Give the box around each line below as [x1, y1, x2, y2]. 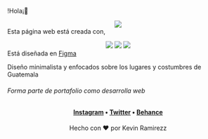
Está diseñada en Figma [7, 49, 77, 58]
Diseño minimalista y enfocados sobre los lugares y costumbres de [7, 63, 202, 71]
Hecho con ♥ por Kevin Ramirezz [69, 124, 167, 132]
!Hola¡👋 [7, 7, 29, 15]
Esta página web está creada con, [7, 27, 106, 35]
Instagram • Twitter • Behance [73, 108, 163, 117]
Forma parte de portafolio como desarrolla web [7, 86, 145, 95]
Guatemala [7, 70, 39, 79]
